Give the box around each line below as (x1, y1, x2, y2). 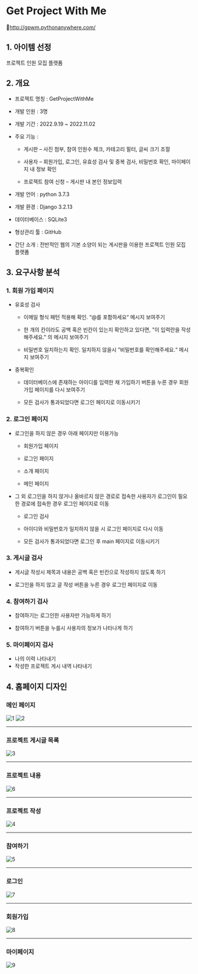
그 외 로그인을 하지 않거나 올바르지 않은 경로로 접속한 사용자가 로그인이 (14, 493, 177, 500)
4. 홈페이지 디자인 (6, 682, 68, 692)
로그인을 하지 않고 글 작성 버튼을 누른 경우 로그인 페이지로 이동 (14, 581, 158, 588)
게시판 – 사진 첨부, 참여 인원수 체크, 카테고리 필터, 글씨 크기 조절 (23, 145, 170, 152)
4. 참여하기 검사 (6, 597, 48, 605)
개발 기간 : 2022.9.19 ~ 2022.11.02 (14, 120, 95, 127)
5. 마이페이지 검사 (6, 641, 54, 649)
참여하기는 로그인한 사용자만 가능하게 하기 (14, 612, 111, 619)
